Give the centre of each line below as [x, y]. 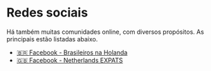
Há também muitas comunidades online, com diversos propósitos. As [105, 32]
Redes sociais [47, 13]
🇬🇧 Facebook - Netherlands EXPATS [70, 60]
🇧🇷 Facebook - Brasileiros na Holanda [72, 52]
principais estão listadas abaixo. [52, 39]
